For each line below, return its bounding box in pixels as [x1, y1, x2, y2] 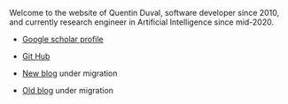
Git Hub [21, 51, 51, 61]
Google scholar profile [21, 34, 104, 44]
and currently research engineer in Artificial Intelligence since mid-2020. [9, 17, 275, 27]
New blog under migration [21, 68, 118, 78]
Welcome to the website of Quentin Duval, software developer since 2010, [9, 8, 280, 18]
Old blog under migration [21, 85, 113, 95]
